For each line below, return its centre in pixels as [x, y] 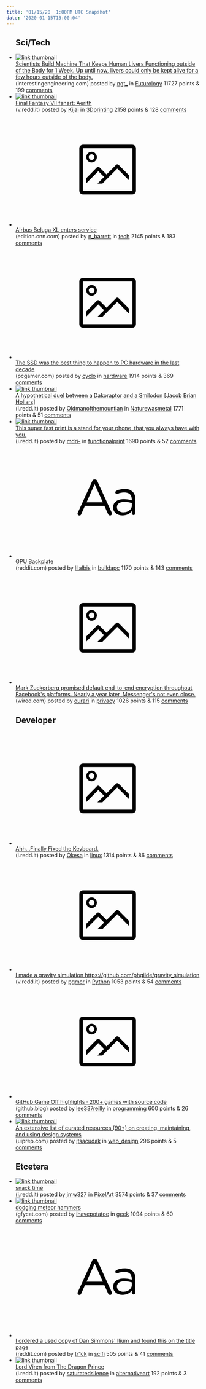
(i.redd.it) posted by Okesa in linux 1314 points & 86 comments [94, 855]
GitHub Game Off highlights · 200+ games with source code [91, 1101]
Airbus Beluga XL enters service [56, 230]
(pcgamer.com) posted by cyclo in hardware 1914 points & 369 [94, 376]
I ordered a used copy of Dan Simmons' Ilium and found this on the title [105, 1340]
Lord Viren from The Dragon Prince [59, 1367]
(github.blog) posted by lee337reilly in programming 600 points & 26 [102, 1108]
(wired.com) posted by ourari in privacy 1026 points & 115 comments [101, 701]
